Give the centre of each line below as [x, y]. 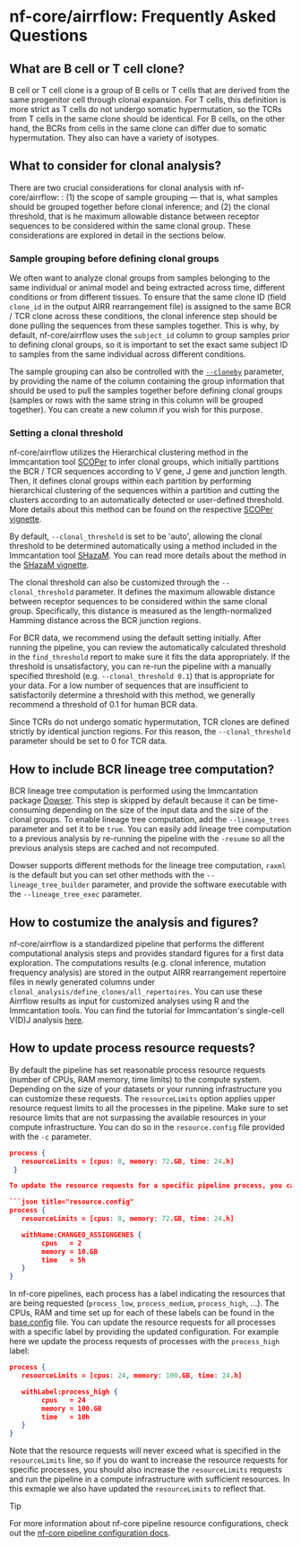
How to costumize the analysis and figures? [134, 922]
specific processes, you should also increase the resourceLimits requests [146, 1470]
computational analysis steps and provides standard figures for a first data [146, 953]
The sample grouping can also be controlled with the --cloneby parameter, [147, 372]
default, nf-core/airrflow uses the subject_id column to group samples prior [150, 335]
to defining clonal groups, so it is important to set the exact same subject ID [149, 345]
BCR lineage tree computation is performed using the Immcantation [133, 791]
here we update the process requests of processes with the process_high [145, 1342]
